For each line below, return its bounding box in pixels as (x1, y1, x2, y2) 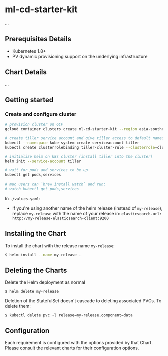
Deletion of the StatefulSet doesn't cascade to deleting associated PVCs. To (5, 298, 162, 304)
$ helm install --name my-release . (5, 252, 81, 257)
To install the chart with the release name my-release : (5, 242, 115, 249)
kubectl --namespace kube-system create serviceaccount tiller (5, 140, 140, 145)
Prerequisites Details (5, 35, 71, 43)
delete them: (5, 303, 31, 309)
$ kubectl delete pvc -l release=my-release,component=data (5, 313, 133, 318)
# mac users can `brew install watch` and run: (5, 182, 106, 187)
